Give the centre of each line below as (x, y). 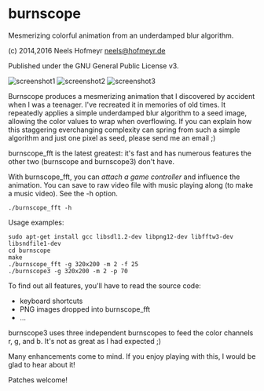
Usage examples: (36, 222)
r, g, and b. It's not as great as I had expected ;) (85, 341)
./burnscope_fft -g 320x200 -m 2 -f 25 (73, 264)
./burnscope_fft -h (40, 208)
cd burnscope (29, 250)
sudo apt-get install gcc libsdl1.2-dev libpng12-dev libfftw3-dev (121, 236)
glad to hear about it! (42, 364)
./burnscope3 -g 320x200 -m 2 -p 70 (68, 271)
